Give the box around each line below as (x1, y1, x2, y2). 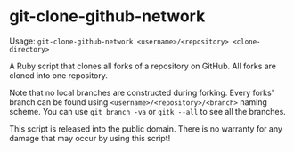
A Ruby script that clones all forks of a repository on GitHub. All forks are (9, 60, 277, 71)
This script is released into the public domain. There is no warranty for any (9, 123, 283, 134)
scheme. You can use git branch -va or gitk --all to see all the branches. (9, 106, 287, 116)
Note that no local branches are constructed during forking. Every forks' (9, 87, 274, 98)
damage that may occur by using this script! (9, 132, 171, 143)
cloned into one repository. (9, 69, 109, 81)
